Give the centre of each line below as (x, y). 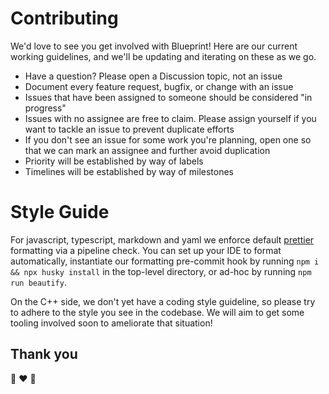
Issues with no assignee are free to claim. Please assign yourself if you (170, 118)
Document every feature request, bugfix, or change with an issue (159, 86)
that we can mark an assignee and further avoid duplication (147, 150)
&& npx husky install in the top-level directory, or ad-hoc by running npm (161, 271)
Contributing (64, 18)
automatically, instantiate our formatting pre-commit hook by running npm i (165, 261)
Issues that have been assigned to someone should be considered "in (168, 97)
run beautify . (38, 282)
